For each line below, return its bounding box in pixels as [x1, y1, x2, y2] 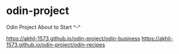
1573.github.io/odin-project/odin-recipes [6, 41, 106, 48]
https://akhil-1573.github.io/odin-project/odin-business [6, 35, 140, 42]
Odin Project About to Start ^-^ [6, 23, 81, 31]
